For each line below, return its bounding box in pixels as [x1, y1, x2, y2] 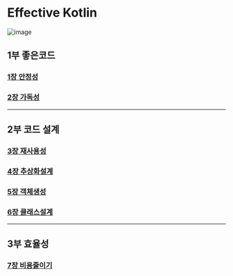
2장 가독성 [7, 92, 40, 102]
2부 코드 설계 [7, 123, 60, 135]
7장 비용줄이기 [7, 261, 53, 270]
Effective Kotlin [7, 5, 98, 21]
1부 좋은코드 [7, 50, 55, 62]
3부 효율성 [7, 238, 49, 250]
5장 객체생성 [7, 187, 46, 196]
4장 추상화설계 [7, 166, 53, 176]
